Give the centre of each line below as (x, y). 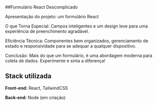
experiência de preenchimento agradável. (47, 31)
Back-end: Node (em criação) (35, 97)
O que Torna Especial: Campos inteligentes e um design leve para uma (77, 26)
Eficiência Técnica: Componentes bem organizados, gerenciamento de (77, 41)
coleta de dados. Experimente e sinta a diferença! (55, 61)
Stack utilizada (28, 76)
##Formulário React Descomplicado (41, 7)
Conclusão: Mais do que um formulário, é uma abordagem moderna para (79, 55)
